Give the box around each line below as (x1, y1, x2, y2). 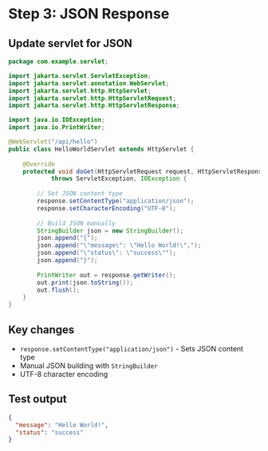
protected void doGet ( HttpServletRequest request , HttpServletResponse (22, 167, 266, 175)
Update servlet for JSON (8, 37, 133, 50)
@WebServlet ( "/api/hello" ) (8, 138, 98, 146)
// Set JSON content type (37, 190, 124, 198)
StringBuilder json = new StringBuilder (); (37, 226, 183, 235)
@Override (22, 160, 56, 168)
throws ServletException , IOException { (50, 175, 187, 183)
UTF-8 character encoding (19, 369, 108, 378)
